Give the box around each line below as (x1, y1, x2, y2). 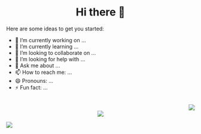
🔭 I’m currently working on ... (14, 36, 86, 43)
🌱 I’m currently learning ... (14, 43, 79, 50)
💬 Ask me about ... (14, 62, 60, 69)
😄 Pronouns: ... (14, 77, 54, 84)
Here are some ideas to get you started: (6, 25, 105, 32)
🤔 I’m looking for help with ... (14, 55, 86, 63)
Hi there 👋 (75, 5, 126, 19)
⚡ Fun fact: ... (14, 83, 48, 91)
